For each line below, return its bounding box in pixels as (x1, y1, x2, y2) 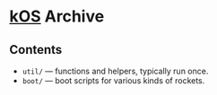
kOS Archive (9, 6, 105, 27)
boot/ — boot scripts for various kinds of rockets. (22, 75, 205, 86)
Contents (9, 42, 63, 57)
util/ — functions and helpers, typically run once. (22, 65, 209, 76)
